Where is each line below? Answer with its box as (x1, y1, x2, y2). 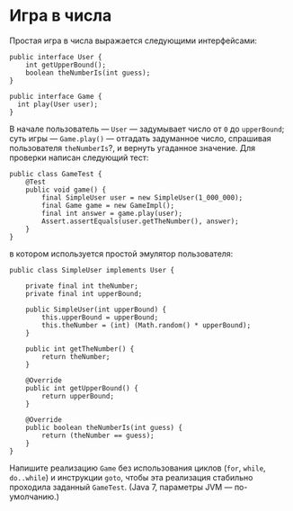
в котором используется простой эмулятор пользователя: (9, 248, 234, 259)
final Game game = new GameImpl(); (41, 201, 175, 210)
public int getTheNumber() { (25, 344, 135, 354)
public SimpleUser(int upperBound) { (25, 305, 167, 314)
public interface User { (9, 52, 102, 61)
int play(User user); (17, 100, 99, 109)
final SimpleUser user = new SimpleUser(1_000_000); (41, 193, 244, 202)
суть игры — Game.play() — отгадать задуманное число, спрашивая (9, 132, 271, 144)
